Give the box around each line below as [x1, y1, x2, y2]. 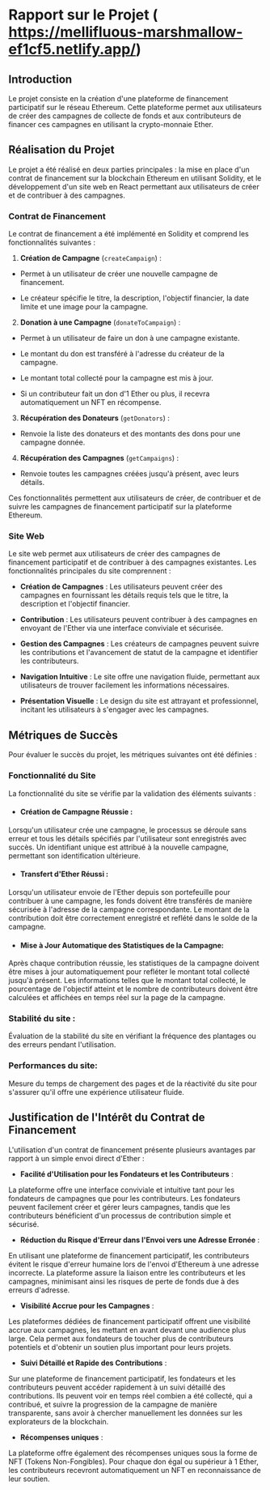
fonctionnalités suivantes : [8, 237, 95, 248]
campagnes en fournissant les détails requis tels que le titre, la [19, 590, 229, 600]
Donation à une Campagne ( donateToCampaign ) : [19, 317, 181, 327]
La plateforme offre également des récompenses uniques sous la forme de [8, 1448, 258, 1458]
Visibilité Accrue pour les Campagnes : [19, 1301, 154, 1310]
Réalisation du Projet [8, 143, 115, 157]
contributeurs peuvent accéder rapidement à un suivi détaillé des [8, 1382, 226, 1392]
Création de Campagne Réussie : [19, 807, 133, 817]
